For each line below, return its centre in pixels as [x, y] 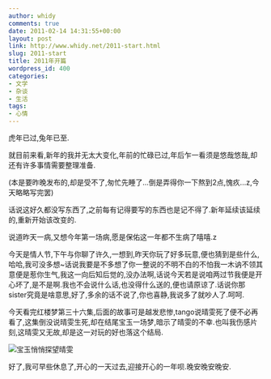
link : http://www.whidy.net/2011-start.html [85, 46]
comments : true [34, 23]
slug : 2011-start [38, 53]
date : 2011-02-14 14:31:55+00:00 [65, 31]
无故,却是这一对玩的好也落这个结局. [105, 332]
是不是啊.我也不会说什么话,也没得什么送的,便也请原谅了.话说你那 [139, 285]
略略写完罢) [34, 192]
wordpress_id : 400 [39, 69]
